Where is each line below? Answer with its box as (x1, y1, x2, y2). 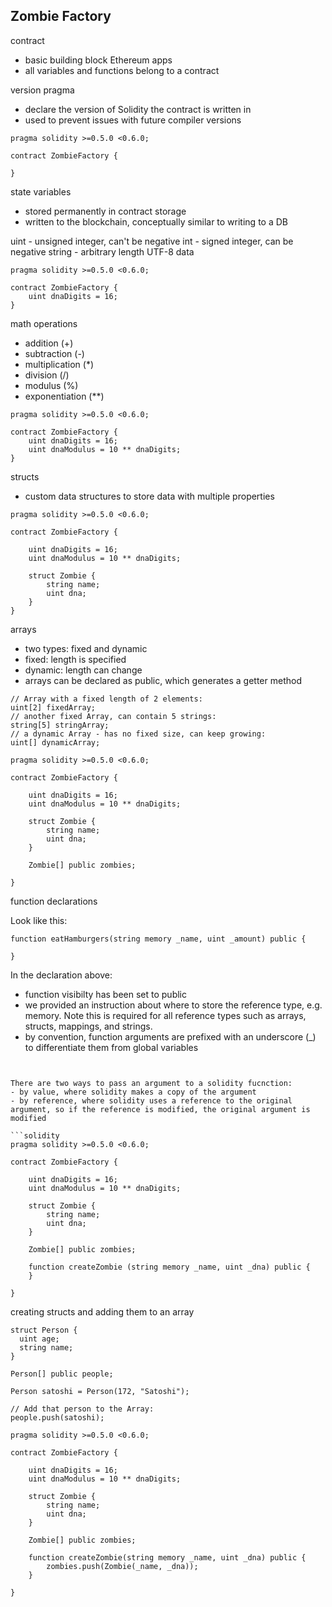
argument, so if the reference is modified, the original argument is (10, 1104, 311, 1114)
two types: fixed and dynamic (24, 642, 148, 654)
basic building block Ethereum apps (24, 54, 173, 66)
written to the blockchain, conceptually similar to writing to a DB (24, 215, 288, 228)
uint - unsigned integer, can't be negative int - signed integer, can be (10, 235, 294, 247)
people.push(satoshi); (10, 1412, 105, 1423)
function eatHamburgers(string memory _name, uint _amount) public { (10, 934, 307, 944)
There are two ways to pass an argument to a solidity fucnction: (10, 1078, 293, 1088)
